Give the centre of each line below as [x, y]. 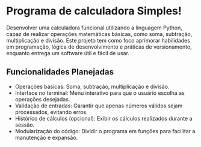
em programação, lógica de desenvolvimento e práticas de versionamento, [99, 47]
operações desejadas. [42, 99]
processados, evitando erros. [51, 112]
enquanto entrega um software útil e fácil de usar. [68, 53]
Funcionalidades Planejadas [60, 72]
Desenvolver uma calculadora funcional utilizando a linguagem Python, [94, 28]
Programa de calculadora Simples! [94, 11]
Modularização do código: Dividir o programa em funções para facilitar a [105, 131]
